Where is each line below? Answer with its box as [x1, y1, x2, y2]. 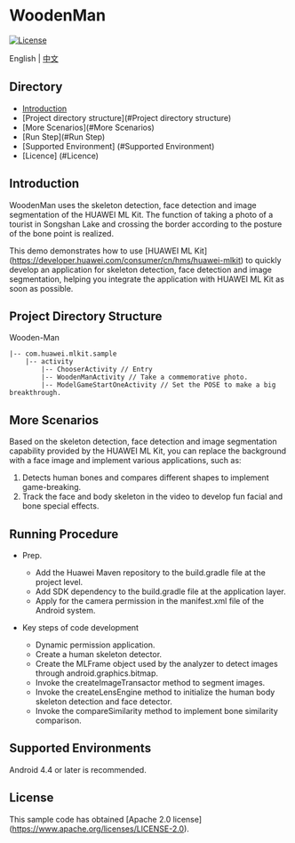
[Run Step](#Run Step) [21, 131, 106, 142]
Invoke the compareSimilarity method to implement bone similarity [35, 706, 278, 716]
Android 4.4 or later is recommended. [9, 764, 147, 775]
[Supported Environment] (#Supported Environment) [21, 140, 215, 151]
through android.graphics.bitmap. [35, 668, 158, 678]
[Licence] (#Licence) [21, 150, 100, 161]
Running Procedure [9, 526, 119, 542]
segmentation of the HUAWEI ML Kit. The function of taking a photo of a [9, 209, 274, 220]
